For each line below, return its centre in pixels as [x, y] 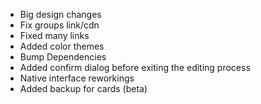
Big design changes [60, 14]
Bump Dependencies [63, 57]
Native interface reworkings [77, 78]
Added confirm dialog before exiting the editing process [135, 67]
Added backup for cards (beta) [83, 88]
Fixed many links [54, 35]
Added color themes [62, 46]
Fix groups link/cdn [59, 25]
